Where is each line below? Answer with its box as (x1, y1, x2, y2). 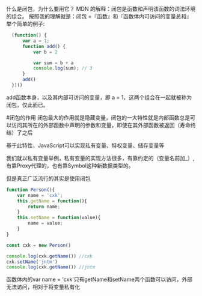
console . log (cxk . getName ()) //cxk (6, 253, 93, 259)
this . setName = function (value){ (17, 215, 101, 221)
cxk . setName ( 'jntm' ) (6, 259, 58, 265)
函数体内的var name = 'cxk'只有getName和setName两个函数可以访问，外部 (6, 276, 192, 283)
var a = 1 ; (22, 38, 50, 44)
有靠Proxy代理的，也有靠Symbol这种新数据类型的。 (6, 162, 134, 169)
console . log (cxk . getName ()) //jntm (6, 264, 96, 270)
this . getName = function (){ (17, 198, 87, 204)
